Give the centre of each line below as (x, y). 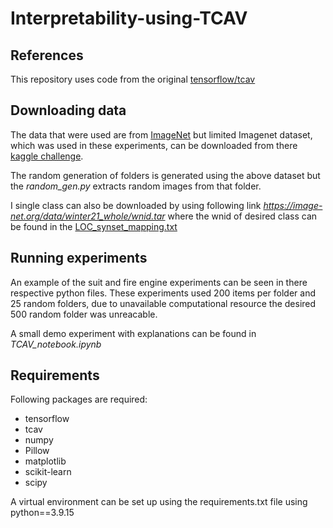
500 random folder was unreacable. (84, 314)
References (47, 55)
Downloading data (68, 110)
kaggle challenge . (47, 156)
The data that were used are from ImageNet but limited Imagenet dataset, (161, 134)
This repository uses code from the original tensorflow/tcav (133, 79)
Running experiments (79, 258)
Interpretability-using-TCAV (129, 18)
